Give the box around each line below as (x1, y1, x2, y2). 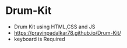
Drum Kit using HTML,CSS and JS (13, 23, 96, 30)
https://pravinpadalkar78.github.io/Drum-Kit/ (13, 29, 122, 36)
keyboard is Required (13, 35, 65, 42)
